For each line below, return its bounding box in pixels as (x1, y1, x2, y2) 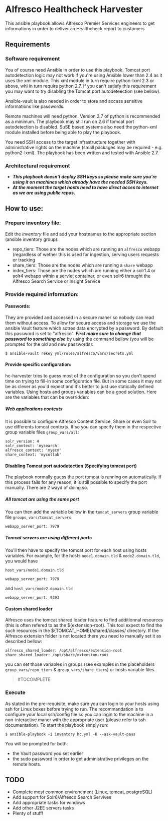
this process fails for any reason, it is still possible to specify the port (5, 479, 147, 485)
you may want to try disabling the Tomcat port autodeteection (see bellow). (5, 88, 161, 94)
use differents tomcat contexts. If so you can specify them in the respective (5, 423, 161, 429)
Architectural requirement (5, 162, 70, 169)
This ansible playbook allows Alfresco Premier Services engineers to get (5, 20, 155, 26)
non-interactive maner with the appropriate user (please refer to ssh (5, 717, 146, 723)
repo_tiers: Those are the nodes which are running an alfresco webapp (12, 246, 160, 252)
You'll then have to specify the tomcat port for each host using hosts (5, 547, 147, 553)
